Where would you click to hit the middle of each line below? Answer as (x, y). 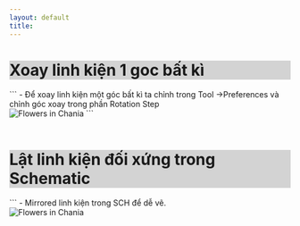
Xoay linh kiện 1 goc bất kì (107, 70)
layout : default (39, 17)
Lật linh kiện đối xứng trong (112, 159)
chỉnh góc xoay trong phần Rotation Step (84, 105)
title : (21, 26)
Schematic (50, 178)
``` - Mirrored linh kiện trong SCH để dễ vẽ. (88, 203)
